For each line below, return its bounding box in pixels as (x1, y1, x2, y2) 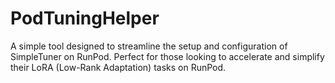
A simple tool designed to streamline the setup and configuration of (10, 40, 288, 52)
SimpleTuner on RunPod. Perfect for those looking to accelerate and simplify (10, 50, 325, 62)
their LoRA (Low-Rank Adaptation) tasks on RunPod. (10, 61, 227, 73)
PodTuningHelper (10, 7, 160, 30)
